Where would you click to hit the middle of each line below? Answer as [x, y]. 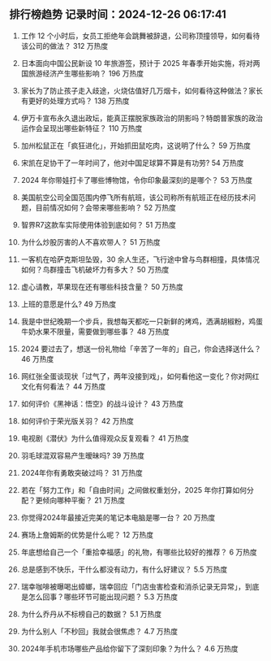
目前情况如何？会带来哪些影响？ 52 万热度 [106, 207]
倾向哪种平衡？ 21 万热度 [84, 500]
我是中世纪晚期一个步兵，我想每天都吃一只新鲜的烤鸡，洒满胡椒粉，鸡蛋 [142, 321]
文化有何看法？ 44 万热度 [63, 386]
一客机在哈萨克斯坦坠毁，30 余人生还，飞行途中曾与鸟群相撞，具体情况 [140, 259]
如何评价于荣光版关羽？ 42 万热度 [77, 420]
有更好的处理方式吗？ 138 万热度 [75, 101]
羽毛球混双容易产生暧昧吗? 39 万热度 [83, 455]
